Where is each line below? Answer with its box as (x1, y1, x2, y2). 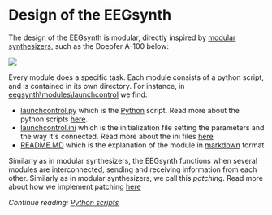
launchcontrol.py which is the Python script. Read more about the (19, 105, 240, 115)
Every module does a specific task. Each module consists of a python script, (8, 72, 264, 82)
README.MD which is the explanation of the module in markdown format (19, 140, 265, 150)
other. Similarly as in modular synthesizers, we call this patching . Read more (8, 173, 264, 182)
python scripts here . (19, 114, 88, 124)
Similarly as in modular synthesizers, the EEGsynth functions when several (8, 156, 258, 165)
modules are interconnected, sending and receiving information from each (8, 165, 257, 174)
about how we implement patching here (8, 182, 141, 191)
